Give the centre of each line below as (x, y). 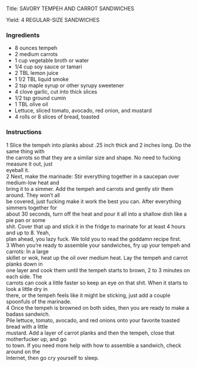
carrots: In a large (27, 251)
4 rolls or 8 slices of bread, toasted (57, 117)
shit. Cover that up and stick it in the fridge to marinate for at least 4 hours (96, 226)
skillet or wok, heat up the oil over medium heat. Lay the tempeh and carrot (97, 257)
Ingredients (23, 35)
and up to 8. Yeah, (28, 233)
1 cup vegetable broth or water (52, 61)
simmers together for (32, 207)
